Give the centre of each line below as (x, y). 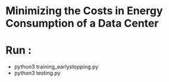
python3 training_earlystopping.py (56, 67)
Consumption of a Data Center (82, 23)
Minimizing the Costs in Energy (84, 11)
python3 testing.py (37, 73)
